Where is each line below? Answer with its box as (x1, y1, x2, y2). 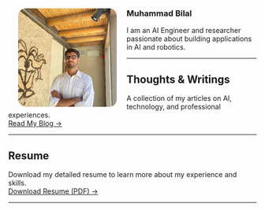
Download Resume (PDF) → (8, 186, 99, 196)
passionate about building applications (126, 34, 252, 43)
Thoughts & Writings (126, 72, 230, 86)
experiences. (8, 110, 51, 120)
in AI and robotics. (126, 43, 186, 52)
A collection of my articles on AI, (126, 94, 233, 103)
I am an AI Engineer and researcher (126, 26, 241, 35)
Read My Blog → (8, 119, 62, 128)
